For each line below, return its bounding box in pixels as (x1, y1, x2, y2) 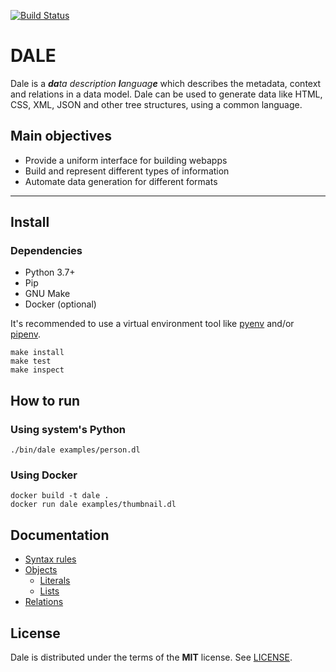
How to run (10, 392, 81, 409)
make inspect (10, 365, 65, 375)
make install (10, 348, 65, 358)
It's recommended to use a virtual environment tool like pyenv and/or (10, 318, 295, 330)
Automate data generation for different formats (24, 175, 218, 187)
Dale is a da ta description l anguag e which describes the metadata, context (10, 77, 322, 89)
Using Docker (10, 468, 78, 482)
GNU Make (24, 288, 71, 300)
